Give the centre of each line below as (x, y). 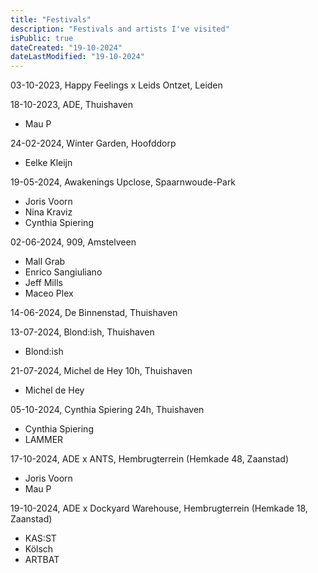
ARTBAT (42, 560)
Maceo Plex (49, 293)
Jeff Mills (43, 283)
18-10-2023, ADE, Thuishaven (71, 105)
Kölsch (39, 549)
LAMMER (44, 440)
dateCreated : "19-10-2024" (66, 47)
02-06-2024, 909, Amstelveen (73, 242)
